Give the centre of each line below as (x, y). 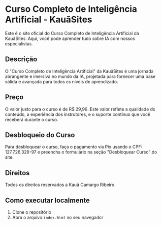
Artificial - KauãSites (49, 19)
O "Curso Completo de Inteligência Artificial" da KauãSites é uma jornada (79, 71)
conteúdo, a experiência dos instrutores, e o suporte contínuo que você (78, 114)
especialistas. (19, 43)
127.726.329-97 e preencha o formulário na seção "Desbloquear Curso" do (81, 152)
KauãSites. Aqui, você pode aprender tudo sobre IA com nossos (70, 38)
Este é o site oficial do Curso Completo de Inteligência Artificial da (72, 33)
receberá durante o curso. (32, 119)
